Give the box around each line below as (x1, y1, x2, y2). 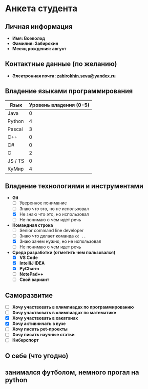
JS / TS (7, 157, 24, 164)
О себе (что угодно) (5, 351, 68, 360)
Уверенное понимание (19, 200, 67, 206)
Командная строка (12, 222, 53, 228)
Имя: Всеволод (12, 35, 45, 41)
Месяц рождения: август (12, 46, 67, 51)
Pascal (7, 126, 23, 132)
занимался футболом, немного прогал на (5, 368, 139, 377)
